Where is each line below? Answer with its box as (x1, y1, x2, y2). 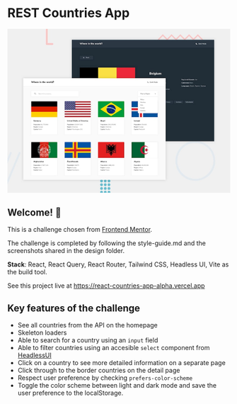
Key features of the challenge (7, 302, 140, 314)
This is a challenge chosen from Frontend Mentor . (7, 225, 153, 234)
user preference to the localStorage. (17, 388, 124, 398)
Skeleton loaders (17, 328, 67, 337)
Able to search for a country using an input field (17, 336, 158, 344)
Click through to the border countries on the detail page (17, 366, 180, 375)
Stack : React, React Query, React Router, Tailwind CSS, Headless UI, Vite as (7, 260, 229, 269)
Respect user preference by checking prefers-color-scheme (17, 374, 193, 382)
